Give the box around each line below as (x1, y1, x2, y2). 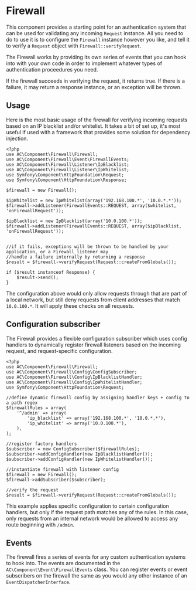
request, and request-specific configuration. (6, 347, 113, 354)
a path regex (6, 400, 38, 406)
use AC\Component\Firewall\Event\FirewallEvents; (6, 157, 130, 162)
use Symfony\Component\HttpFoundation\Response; (6, 177, 127, 183)
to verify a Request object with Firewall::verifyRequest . (6, 42, 142, 49)
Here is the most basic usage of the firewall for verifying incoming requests (6, 116, 188, 123)
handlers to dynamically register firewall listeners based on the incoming (6, 341, 181, 348)
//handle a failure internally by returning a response (6, 254, 145, 260)
